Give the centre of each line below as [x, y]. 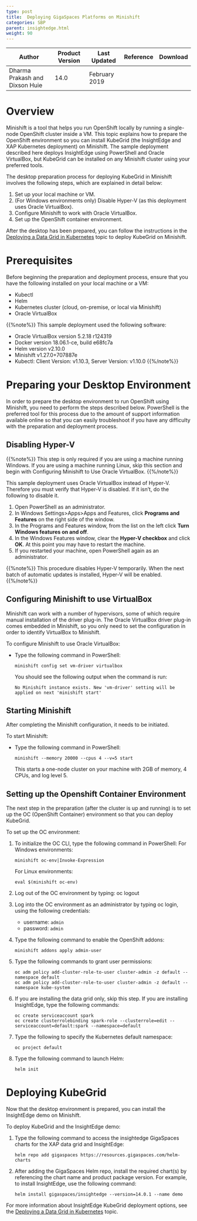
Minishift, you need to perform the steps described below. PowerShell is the [98, 407]
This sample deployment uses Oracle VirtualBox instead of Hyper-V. [88, 483]
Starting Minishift [39, 711]
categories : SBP [26, 22]
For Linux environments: [44, 871]
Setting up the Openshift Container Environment [96, 794]
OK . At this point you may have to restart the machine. [80, 544]
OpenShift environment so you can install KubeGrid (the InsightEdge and [94, 140]
